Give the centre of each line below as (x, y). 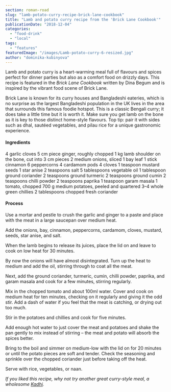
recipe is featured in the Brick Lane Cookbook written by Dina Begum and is (85, 83)
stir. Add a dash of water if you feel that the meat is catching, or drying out (83, 302)
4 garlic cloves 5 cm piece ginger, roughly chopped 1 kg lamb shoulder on (83, 154)
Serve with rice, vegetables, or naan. (44, 369)
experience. (18, 131)
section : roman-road (27, 10)
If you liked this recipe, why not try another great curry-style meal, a (77, 379)
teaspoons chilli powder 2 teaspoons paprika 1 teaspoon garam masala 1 (81, 181)
